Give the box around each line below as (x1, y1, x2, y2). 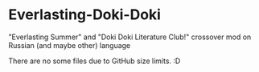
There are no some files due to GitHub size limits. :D (8, 56, 181, 66)
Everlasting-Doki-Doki (8, 6, 161, 24)
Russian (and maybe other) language (8, 40, 131, 50)
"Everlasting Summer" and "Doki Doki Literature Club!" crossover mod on (8, 32, 252, 42)
